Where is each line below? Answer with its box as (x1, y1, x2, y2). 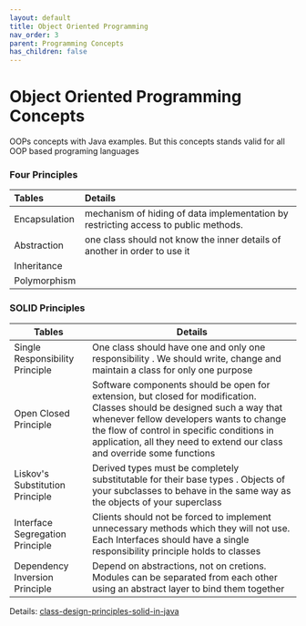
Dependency (14, 559, 69, 572)
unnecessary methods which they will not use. (92, 521, 291, 534)
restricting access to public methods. (85, 219, 243, 231)
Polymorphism (14, 274, 76, 287)
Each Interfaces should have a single (92, 533, 250, 546)
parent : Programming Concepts (9, 38, 125, 48)
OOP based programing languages (9, 146, 139, 157)
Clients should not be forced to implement (92, 510, 271, 523)
